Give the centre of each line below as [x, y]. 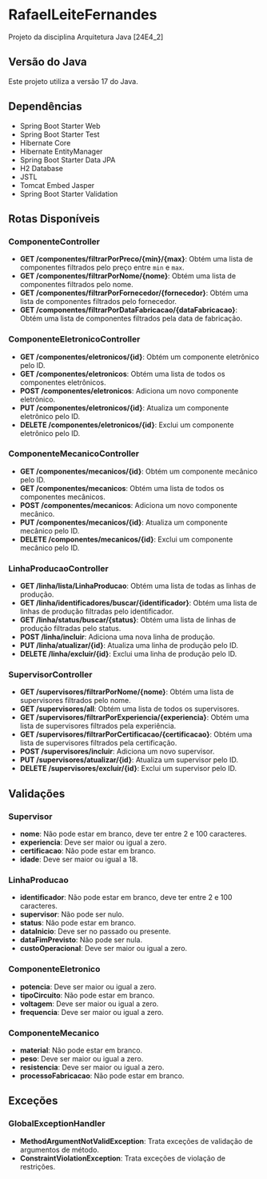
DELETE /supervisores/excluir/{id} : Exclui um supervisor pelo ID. [128, 769]
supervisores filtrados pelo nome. [76, 701]
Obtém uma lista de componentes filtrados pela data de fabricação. [131, 318]
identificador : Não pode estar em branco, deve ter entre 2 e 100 [126, 897]
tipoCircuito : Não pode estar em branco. [87, 995]
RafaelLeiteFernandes [83, 15]
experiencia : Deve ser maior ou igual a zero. [93, 842]
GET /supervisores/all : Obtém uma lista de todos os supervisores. [130, 709]
